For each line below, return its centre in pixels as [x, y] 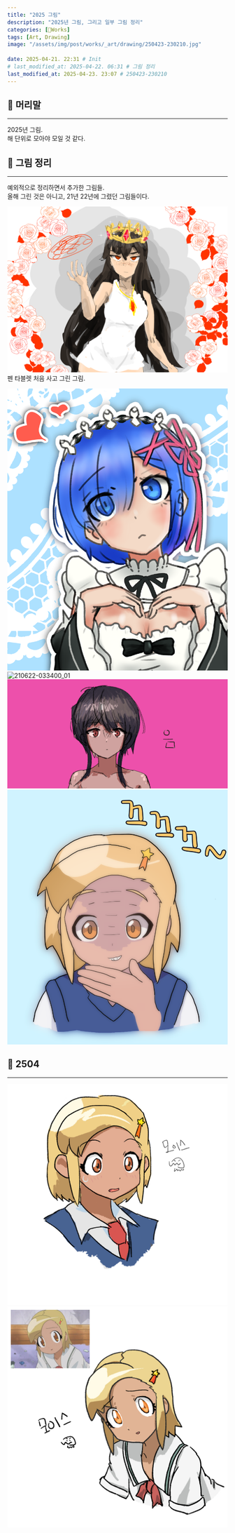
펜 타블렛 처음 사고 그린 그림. [47, 378]
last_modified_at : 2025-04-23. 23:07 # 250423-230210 [87, 74]
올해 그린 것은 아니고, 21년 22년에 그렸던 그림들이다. [78, 196]
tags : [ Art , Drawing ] [39, 37]
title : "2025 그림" [34, 15]
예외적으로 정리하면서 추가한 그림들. [56, 188]
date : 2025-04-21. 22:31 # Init [54, 60]
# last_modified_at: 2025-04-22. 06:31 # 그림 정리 [81, 67]
